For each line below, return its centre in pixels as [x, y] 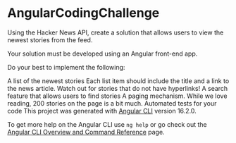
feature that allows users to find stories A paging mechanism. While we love [117, 96]
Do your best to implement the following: [66, 67]
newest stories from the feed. [50, 39]
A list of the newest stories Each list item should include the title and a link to [118, 81]
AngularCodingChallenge [83, 13]
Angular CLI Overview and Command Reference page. [86, 132]
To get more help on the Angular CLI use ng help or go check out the [107, 124]
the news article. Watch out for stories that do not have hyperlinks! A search [118, 88]
